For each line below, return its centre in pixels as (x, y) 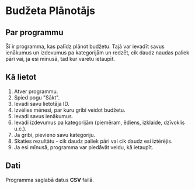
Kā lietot (21, 77)
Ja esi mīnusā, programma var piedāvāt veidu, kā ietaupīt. (83, 147)
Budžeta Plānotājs (51, 11)
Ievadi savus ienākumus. (43, 116)
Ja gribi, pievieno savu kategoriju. (55, 135)
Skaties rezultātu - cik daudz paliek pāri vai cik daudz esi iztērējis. (93, 141)
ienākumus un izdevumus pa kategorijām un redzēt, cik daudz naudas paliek (97, 53)
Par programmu (34, 32)
